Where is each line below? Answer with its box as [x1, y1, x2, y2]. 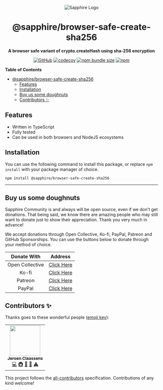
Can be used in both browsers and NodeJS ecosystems [12, 134, 124, 140]
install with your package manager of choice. [5, 166, 98, 172]
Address [50, 253, 71, 260]
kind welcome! [5, 380, 34, 386]
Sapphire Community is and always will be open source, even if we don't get [5, 207, 158, 212]
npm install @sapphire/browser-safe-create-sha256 [5, 176, 110, 180]
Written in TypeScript [12, 124, 55, 130]
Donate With [11, 253, 41, 260]
